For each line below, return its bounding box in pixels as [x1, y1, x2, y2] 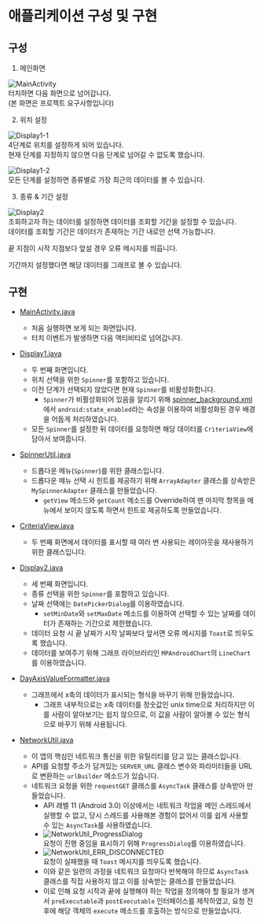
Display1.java [19, 348, 62, 358]
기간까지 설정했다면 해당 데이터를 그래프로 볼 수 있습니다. [8, 261, 182, 269]
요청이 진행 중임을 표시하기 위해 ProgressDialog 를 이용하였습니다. [42, 838, 246, 847]
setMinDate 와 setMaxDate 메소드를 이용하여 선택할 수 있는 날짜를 [42, 608, 241, 618]
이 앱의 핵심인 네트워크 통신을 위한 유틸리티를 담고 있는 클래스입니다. [31, 751, 241, 761]
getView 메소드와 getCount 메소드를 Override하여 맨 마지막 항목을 [42, 495, 246, 505]
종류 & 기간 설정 [19, 192, 68, 201]
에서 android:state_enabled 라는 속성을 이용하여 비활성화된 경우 [42, 404, 241, 413]
